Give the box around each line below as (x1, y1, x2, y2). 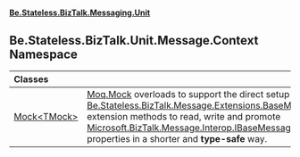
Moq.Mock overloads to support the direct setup (87, 88, 290, 101)
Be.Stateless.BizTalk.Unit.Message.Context (9, 32, 259, 48)
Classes (13, 73, 49, 86)
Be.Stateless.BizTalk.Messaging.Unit (9, 7, 151, 18)
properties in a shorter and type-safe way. (87, 133, 268, 145)
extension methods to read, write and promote (87, 111, 281, 123)
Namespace (9, 46, 79, 62)
